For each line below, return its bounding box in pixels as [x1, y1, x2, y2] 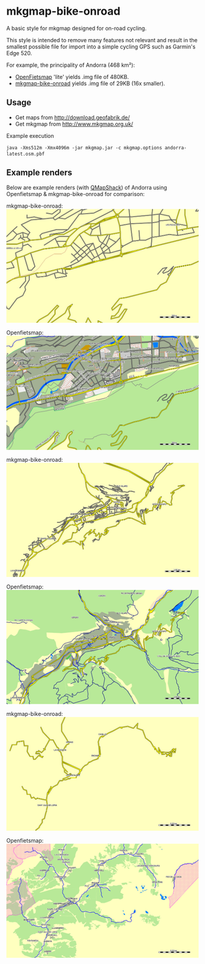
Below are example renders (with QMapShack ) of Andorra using [6, 184, 168, 191]
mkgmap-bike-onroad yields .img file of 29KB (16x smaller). [15, 80, 165, 87]
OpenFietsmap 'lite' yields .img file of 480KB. [15, 73, 129, 80]
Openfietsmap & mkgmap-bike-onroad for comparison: [6, 190, 145, 197]
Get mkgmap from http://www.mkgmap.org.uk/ [15, 120, 134, 127]
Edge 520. [6, 49, 32, 56]
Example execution [6, 132, 54, 139]
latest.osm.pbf [6, 151, 45, 157]
